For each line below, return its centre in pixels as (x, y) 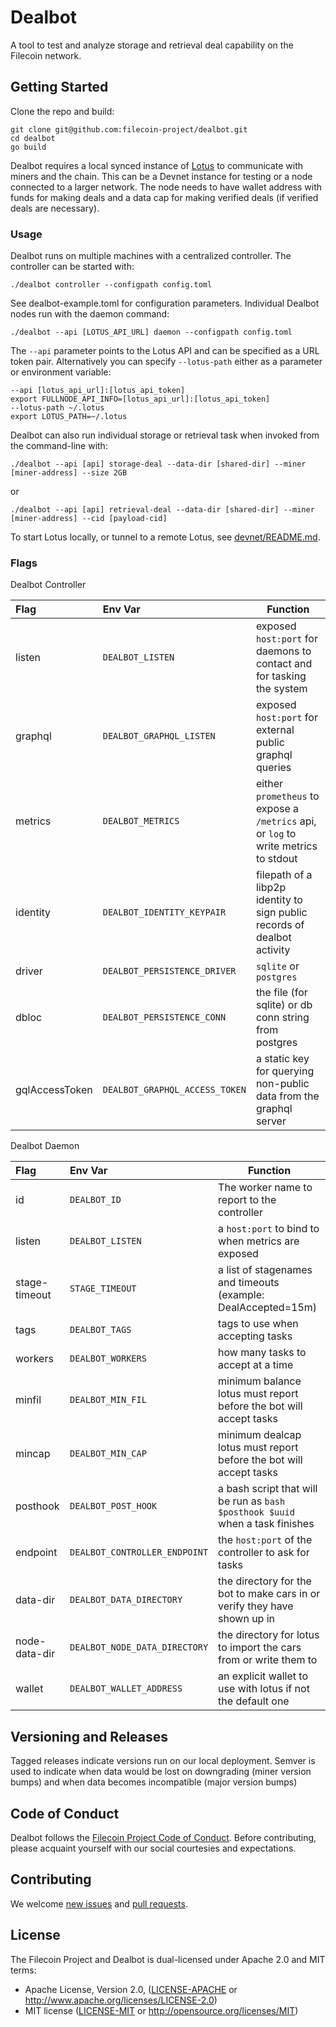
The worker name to (265, 1188)
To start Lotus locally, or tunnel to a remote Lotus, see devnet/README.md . (165, 537)
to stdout (276, 859)
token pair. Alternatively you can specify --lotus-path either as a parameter (166, 362)
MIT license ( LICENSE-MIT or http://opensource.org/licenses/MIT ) (161, 2010)
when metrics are (259, 1241)
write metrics (286, 846)
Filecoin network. (46, 55)
